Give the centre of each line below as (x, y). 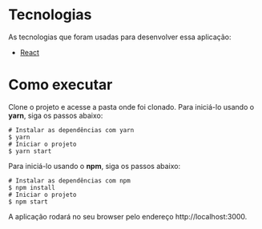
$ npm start (28, 202)
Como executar (60, 85)
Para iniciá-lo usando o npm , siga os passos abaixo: (95, 166)
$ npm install (32, 187)
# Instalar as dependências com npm (69, 181)
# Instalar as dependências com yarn (71, 130)
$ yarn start (30, 151)
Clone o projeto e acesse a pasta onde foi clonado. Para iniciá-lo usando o (131, 106)
